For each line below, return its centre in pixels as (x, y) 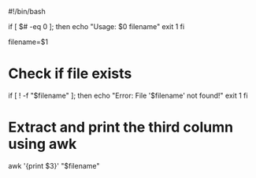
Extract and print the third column (121, 127)
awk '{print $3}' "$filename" (54, 165)
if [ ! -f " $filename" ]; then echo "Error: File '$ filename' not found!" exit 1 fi (128, 95)
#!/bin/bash (27, 11)
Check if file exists (70, 74)
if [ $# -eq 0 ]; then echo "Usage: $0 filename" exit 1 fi (96, 26)
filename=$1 (28, 42)
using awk (43, 144)
